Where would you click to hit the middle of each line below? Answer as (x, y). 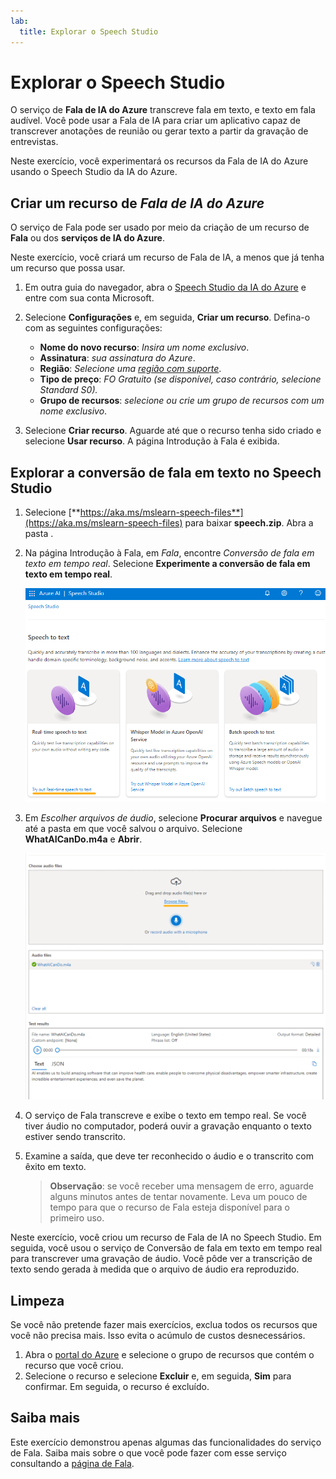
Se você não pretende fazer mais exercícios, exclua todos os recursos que (164, 1325)
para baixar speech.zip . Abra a (249, 523)
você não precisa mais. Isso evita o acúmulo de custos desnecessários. (158, 1336)
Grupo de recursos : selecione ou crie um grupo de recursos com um (182, 401)
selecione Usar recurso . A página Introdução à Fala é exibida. (152, 441)
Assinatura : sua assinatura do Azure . (117, 358)
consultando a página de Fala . (72, 1463)
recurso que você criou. (74, 1366)
